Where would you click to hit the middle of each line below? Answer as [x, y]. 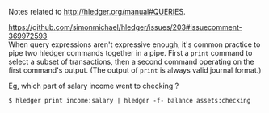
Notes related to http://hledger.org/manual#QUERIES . [97, 12]
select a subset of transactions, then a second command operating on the [131, 61]
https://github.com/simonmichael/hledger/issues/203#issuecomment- [125, 27]
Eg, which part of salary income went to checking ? [94, 86]
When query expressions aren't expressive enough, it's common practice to [134, 44]
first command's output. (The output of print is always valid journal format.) [135, 70]
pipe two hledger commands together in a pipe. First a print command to [130, 53]
